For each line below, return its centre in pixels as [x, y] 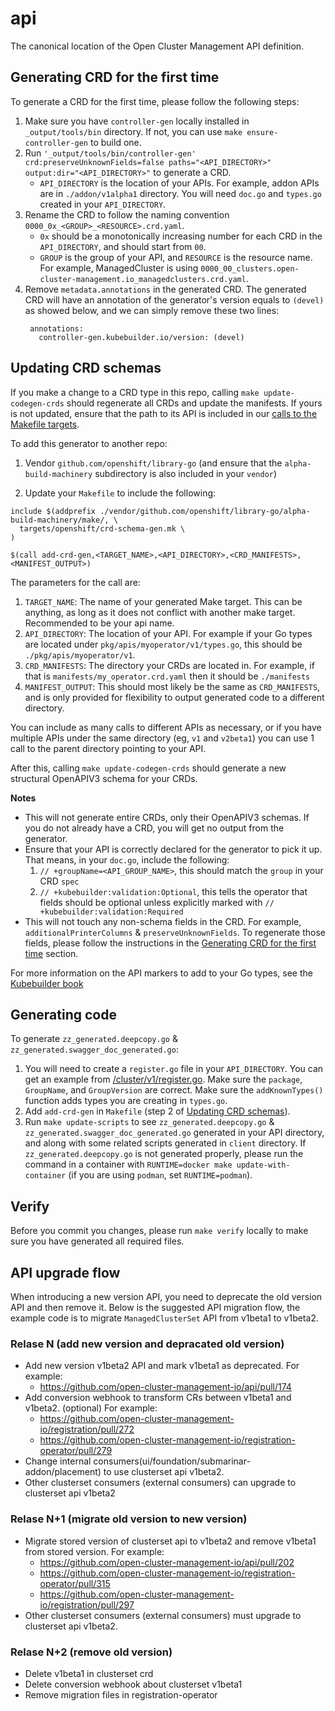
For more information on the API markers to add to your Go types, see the [161, 973]
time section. [51, 953]
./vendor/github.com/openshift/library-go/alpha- [205, 511]
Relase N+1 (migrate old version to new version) [129, 1519]
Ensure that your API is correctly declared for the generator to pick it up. [173, 849]
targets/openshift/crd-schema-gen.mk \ [102, 528]
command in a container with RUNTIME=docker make [128, 1164]
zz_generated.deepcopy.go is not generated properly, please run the [164, 1154]
